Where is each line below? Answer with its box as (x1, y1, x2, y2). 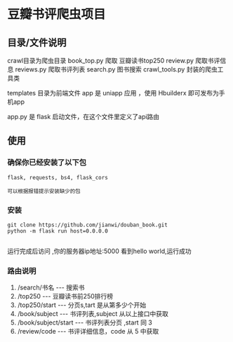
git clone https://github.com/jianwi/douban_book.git (7, 221, 168, 228)
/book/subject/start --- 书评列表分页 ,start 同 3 (17, 318, 152, 327)
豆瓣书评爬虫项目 (7, 6, 107, 22)
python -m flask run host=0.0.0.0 (7, 227, 109, 235)
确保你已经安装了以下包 (7, 158, 86, 167)
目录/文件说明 (7, 36, 67, 48)
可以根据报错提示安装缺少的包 (7, 187, 81, 195)
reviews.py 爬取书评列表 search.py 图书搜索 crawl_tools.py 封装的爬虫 (15, 65, 218, 74)
